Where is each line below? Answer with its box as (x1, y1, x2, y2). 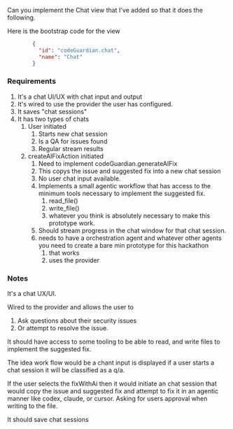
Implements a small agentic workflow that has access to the (38, 181, 211, 190)
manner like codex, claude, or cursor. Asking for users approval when (7, 395, 208, 403)
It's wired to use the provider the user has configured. (17, 99, 174, 108)
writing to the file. (7, 402, 58, 410)
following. (7, 13, 36, 22)
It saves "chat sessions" (17, 107, 87, 115)
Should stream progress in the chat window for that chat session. (38, 226, 227, 234)
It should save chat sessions (7, 416, 89, 424)
